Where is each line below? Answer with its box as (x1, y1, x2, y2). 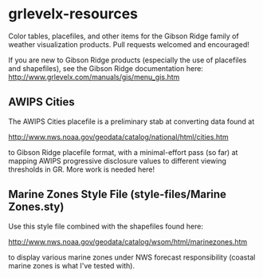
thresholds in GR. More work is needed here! (8, 165, 155, 174)
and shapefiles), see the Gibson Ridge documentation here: (8, 63, 203, 73)
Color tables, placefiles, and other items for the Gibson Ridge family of (8, 31, 239, 41)
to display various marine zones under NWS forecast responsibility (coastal (8, 252, 256, 262)
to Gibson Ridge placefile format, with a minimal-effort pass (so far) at (8, 147, 238, 157)
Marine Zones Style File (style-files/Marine (8, 188, 227, 201)
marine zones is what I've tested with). (8, 260, 135, 270)
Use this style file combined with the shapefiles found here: (8, 221, 203, 231)
